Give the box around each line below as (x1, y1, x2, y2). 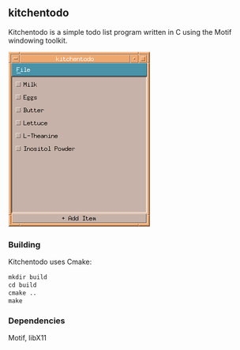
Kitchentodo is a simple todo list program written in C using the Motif (8, 27, 232, 36)
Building (8, 239, 41, 250)
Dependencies (8, 315, 66, 326)
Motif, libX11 (8, 333, 47, 343)
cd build (8, 281, 37, 289)
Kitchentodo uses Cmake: (8, 257, 92, 267)
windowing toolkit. (8, 36, 68, 45)
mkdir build (8, 273, 47, 281)
